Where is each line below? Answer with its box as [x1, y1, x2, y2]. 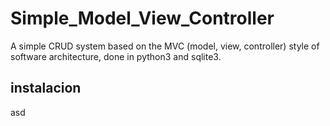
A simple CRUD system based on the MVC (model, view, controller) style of [10, 40, 320, 52]
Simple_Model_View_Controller [10, 7, 275, 30]
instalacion [10, 80, 82, 97]
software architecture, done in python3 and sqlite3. [10, 50, 222, 62]
